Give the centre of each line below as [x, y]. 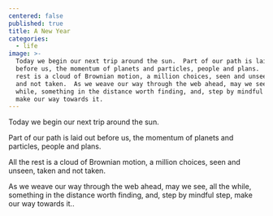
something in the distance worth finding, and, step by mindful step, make [131, 195]
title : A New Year [39, 31]
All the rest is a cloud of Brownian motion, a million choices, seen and [125, 162]
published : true [36, 24]
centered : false [36, 16]
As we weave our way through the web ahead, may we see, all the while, [130, 187]
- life [27, 46]
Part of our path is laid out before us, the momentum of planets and [121, 138]
